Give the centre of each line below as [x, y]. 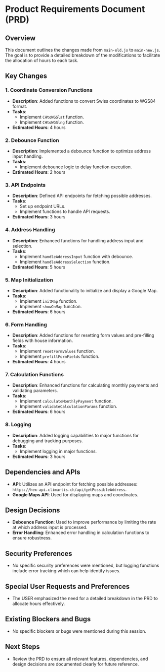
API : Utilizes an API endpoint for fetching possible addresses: [75, 484]
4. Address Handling [30, 230]
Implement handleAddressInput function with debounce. [76, 256]
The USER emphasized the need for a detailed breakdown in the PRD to [85, 599]
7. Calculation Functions [35, 375]
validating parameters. [35, 391]
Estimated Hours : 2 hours [39, 172]
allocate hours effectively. [39, 604]
